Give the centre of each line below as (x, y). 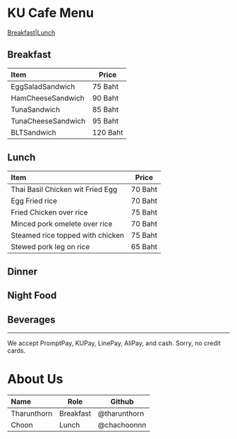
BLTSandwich (34, 132)
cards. (17, 351)
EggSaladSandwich (43, 86)
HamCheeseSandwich (48, 98)
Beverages (31, 319)
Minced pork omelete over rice (62, 224)
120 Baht (108, 132)
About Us (35, 379)
